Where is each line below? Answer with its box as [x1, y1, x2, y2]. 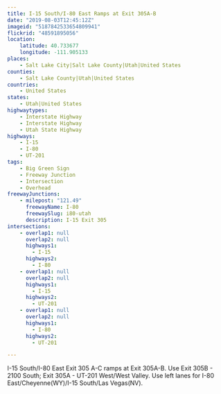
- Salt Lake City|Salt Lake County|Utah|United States [19, 62, 182, 69]
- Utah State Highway [19, 126, 82, 133]
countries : [7, 81, 39, 88]
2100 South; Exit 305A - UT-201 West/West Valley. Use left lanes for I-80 [7, 372, 215, 380]
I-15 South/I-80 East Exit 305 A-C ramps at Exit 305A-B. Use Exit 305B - [7, 364, 213, 372]
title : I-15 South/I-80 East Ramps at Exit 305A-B [7, 10, 157, 17]
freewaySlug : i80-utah [25, 210, 91, 217]
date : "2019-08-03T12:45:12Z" [7, 17, 95, 24]
